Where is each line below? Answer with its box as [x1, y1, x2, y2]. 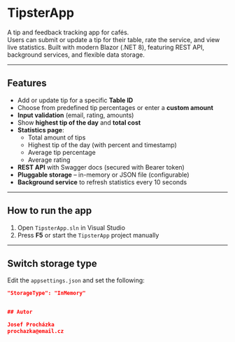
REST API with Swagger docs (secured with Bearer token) [17, 163, 185, 171]
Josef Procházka [7, 321, 55, 329]
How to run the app [7, 205, 92, 217]
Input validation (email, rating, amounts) [17, 111, 134, 119]
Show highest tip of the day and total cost [17, 118, 141, 127]
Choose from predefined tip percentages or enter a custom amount [17, 103, 213, 111]
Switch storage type [7, 257, 98, 269]
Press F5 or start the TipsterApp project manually [17, 231, 159, 239]
